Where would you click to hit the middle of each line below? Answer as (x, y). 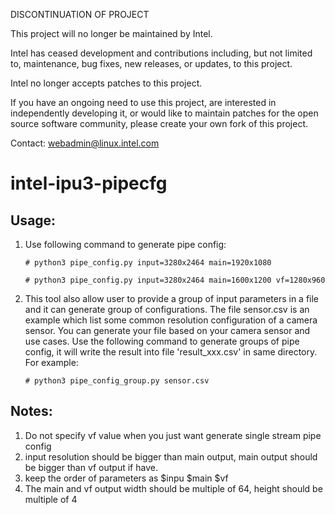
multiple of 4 (51, 499)
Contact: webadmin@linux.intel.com (85, 143)
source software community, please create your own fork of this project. (159, 123)
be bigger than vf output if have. (91, 467)
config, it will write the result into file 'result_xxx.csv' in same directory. (171, 352)
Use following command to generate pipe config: (125, 244)
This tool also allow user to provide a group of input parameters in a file (172, 298)
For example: (51, 362)
